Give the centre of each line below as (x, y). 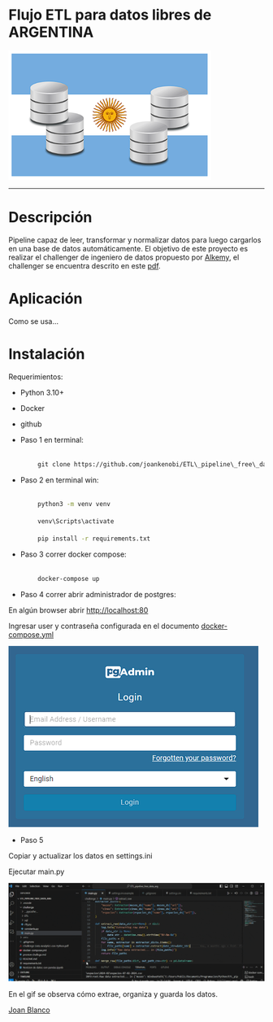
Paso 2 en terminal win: (59, 480)
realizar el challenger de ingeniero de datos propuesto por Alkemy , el (124, 257)
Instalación (47, 354)
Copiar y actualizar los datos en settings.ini (80, 855)
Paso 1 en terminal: (52, 439)
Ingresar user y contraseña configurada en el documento (104, 626)
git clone (54, 464)
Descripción (50, 218)
